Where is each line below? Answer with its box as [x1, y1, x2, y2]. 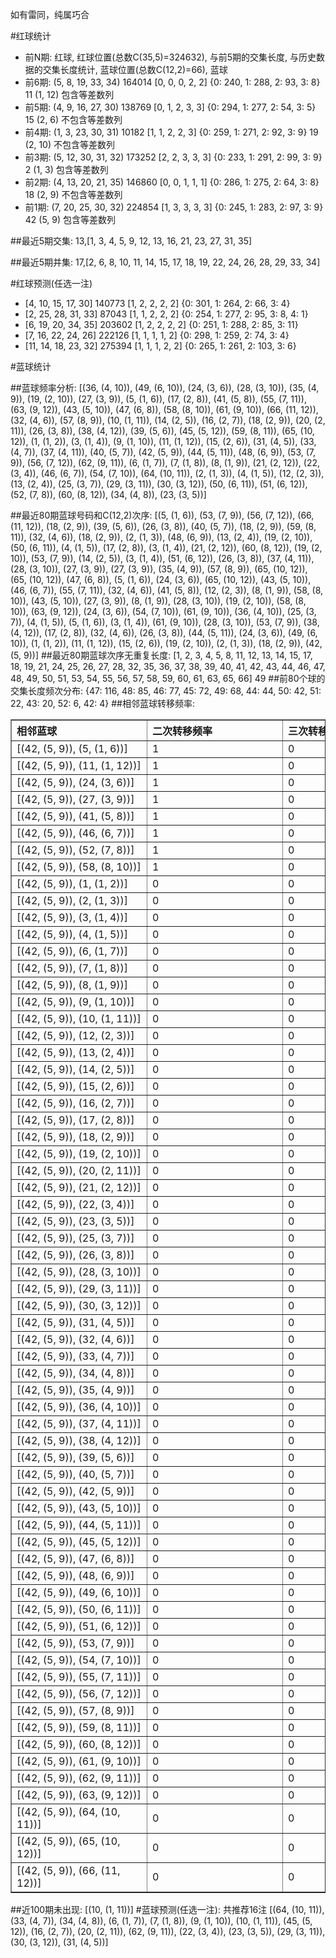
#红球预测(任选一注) [10, 278, 93, 289]
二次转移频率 [152, 724, 213, 738]
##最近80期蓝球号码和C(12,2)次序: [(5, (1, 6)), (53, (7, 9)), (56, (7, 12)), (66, [10, 509, 315, 521]
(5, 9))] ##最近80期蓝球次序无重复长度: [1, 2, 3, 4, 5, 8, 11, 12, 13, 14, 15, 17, [10, 649, 313, 661]
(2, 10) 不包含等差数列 [24, 139, 115, 150]
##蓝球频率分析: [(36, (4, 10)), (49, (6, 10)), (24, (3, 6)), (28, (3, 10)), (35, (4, [10, 382, 320, 393]
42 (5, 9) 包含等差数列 [24, 214, 117, 225]
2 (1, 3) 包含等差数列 [24, 164, 109, 175]
